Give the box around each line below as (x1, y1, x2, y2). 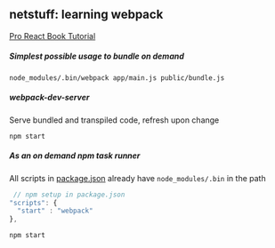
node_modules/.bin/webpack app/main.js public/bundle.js (9, 73, 225, 83)
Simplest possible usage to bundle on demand (9, 51, 185, 61)
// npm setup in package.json (12, 190, 125, 199)
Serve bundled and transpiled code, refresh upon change (9, 115, 220, 125)
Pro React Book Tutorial (9, 30, 96, 41)
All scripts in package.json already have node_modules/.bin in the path (9, 172, 266, 183)
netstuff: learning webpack (9, 7, 164, 22)
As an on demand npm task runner (9, 150, 141, 161)
